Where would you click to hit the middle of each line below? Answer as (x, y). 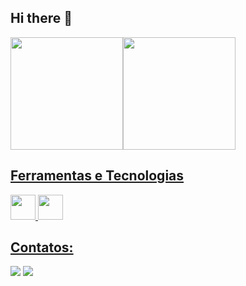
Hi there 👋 (41, 18)
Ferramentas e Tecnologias (97, 176)
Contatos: (42, 247)
